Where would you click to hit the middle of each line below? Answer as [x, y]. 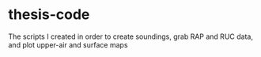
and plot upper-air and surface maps [68, 44]
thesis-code [49, 15]
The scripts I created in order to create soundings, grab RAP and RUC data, [130, 36]
